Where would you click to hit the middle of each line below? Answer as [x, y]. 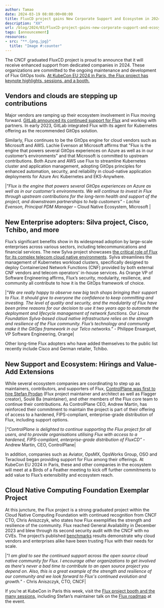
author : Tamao [20, 10]
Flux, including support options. [37, 420]
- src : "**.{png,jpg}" [28, 42]
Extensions [37, 372]
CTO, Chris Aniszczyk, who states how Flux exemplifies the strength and [78, 520]
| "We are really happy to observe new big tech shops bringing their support [81, 293]
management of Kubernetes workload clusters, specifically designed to [77, 262]
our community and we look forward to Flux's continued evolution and [76, 576]
